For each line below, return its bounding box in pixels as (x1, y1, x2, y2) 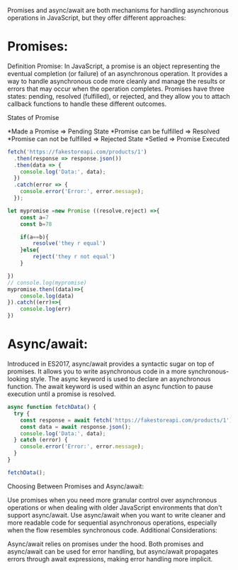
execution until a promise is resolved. (7, 390, 116, 398)
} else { (20, 246, 40, 254)
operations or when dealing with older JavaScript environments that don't (7, 503, 222, 512)
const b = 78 (20, 220, 52, 228)
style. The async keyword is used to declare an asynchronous (30, 375, 211, 383)
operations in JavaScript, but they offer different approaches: (7, 13, 186, 22)
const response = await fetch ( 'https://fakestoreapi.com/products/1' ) (20, 417, 233, 424)
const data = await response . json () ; (20, 423, 132, 430)
